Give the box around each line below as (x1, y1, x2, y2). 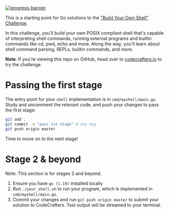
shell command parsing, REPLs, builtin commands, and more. (5, 46, 133, 52)
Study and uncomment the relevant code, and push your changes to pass (5, 101, 159, 108)
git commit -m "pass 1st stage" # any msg (5, 121, 96, 127)
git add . (5, 117, 26, 122)
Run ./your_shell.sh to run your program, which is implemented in (12, 185, 153, 192)
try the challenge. (5, 62, 42, 67)
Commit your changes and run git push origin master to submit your (12, 196, 159, 202)
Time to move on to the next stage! (5, 136, 79, 142)
